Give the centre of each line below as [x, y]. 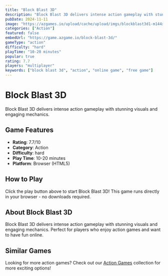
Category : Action [30, 147]
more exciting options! [28, 268]
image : [12, 24]
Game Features [29, 130]
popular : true [20, 56]
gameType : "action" [25, 43]
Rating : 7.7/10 [26, 142]
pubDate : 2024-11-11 [27, 19]
